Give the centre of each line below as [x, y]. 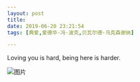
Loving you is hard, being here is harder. [64, 58]
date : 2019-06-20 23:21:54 [46, 26]
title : [16, 20]
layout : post [26, 13]
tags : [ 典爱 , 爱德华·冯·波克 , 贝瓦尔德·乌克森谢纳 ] [71, 32]
